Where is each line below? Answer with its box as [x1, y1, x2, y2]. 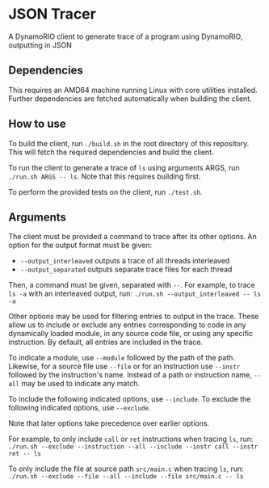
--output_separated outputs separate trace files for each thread [19, 264, 233, 275]
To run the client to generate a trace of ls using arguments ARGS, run [8, 162, 240, 172]
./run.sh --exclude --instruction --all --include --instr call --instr [8, 443, 258, 451]
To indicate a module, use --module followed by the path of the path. [8, 353, 236, 363]
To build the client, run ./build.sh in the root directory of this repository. [8, 138, 250, 148]
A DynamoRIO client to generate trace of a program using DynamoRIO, [8, 32, 243, 41]
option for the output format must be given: [8, 240, 152, 250]
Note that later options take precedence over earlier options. [8, 419, 210, 428]
